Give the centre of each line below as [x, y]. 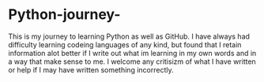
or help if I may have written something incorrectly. [91, 69]
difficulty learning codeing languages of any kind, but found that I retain [125, 44]
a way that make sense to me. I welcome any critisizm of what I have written [132, 61]
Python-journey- [64, 15]
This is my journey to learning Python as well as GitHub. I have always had [129, 36]
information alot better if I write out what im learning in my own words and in [132, 53]
